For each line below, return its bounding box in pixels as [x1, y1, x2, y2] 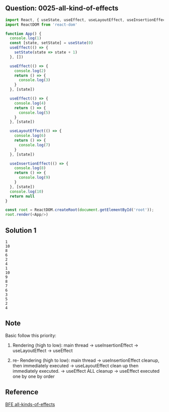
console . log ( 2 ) [14, 68, 46, 73]
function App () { [5, 31, 42, 36]
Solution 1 [5, 226, 37, 234]
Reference [5, 388, 39, 396]
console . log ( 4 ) [14, 101, 46, 106]
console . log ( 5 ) [18, 110, 51, 115]
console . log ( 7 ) [18, 142, 51, 147]
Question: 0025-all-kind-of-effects [5, 4, 119, 13]
